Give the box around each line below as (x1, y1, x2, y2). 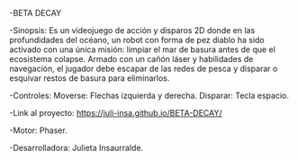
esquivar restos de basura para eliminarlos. (9, 73, 170, 84)
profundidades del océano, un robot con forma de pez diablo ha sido (9, 35, 265, 45)
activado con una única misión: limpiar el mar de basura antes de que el (9, 44, 276, 55)
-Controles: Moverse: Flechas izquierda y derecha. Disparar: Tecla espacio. (9, 90, 290, 101)
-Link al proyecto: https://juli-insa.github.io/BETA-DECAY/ (9, 108, 222, 118)
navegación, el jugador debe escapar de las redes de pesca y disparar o (9, 63, 278, 74)
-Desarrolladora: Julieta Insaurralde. (9, 143, 144, 153)
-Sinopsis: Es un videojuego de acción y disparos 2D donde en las (9, 25, 256, 35)
